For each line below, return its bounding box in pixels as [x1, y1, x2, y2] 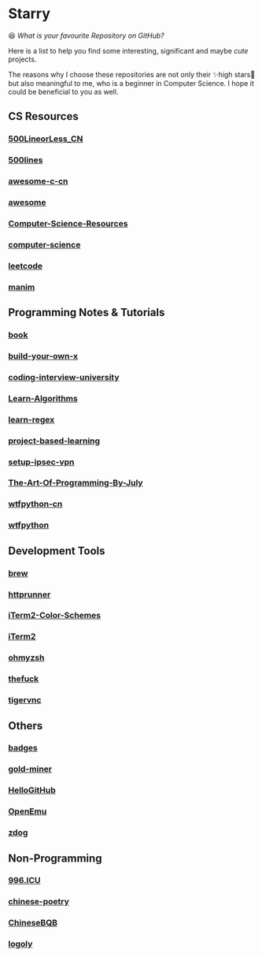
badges [8, 743, 38, 754]
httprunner [8, 589, 51, 600]
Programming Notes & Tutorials [8, 306, 165, 319]
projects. [8, 54, 37, 64]
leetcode [8, 260, 43, 271]
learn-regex [8, 414, 55, 425]
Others [8, 719, 43, 732]
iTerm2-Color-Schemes [8, 610, 101, 621]
